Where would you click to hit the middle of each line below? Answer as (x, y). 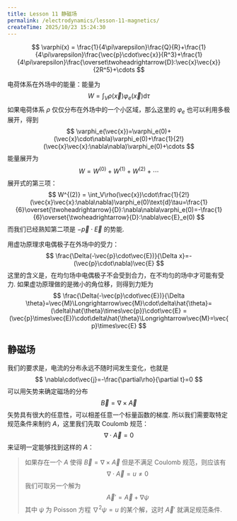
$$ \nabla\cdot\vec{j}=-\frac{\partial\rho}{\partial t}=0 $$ (119, 379)
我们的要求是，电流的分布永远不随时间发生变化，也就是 (88, 368)
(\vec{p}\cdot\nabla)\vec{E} (114, 263)
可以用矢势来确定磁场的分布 (48, 391)
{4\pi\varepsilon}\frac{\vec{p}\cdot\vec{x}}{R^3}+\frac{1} (119, 55)
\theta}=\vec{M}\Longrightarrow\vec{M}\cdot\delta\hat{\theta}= (119, 303)
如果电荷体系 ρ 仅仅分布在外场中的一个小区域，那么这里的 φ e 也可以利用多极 (119, 111)
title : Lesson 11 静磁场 (42, 14)
